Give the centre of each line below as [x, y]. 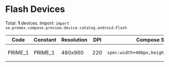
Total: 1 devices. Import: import [37, 23]
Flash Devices [35, 9]
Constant [45, 39]
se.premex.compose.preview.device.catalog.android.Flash [66, 28]
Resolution [74, 39]
